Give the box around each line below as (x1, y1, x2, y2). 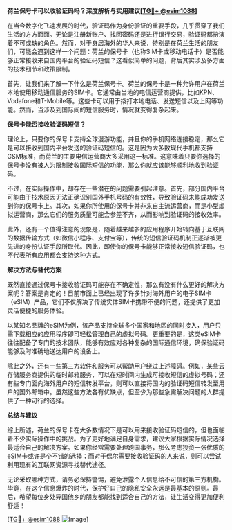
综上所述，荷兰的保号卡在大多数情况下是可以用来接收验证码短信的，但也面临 (7, 426, 225, 434)
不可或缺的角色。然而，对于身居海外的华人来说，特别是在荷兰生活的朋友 (12, 39, 219, 47)
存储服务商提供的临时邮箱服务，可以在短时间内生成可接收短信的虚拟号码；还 (7, 371, 225, 378)
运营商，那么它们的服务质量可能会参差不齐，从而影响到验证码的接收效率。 (12, 211, 225, 218)
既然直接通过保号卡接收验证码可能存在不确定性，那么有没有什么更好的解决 (7, 281, 219, 288)
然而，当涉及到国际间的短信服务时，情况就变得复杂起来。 (19, 105, 183, 114)
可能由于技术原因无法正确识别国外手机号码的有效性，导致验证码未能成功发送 (7, 193, 225, 201)
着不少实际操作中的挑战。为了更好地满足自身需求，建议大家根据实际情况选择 (7, 434, 225, 443)
